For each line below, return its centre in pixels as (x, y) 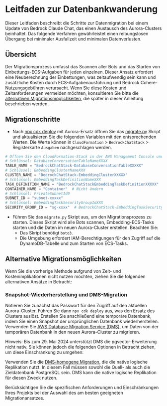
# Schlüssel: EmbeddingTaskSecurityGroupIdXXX (54, 203)
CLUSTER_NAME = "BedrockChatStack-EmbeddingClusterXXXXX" (66, 175)
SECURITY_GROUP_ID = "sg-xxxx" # (41, 207)
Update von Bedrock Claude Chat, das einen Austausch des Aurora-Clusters (83, 28)
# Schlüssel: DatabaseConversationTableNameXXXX (56, 161)
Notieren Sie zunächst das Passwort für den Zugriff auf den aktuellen (76, 306)
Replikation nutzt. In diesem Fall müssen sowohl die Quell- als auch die (78, 367)
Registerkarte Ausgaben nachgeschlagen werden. (62, 147)
